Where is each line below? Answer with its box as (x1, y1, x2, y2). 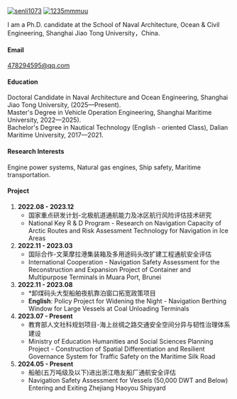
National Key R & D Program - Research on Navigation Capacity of (28, 218, 222, 227)
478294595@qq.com (7, 61, 70, 70)
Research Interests (7, 147, 65, 155)
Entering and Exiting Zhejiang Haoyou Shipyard (28, 383, 166, 392)
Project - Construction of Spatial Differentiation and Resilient (28, 344, 205, 353)
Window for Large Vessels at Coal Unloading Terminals (28, 304, 189, 313)
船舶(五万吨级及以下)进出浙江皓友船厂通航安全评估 (28, 368, 176, 376)
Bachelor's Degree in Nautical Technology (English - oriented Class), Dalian (7, 123, 228, 132)
